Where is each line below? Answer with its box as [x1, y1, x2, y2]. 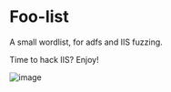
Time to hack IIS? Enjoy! [9, 54, 100, 65]
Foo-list [9, 6, 70, 27]
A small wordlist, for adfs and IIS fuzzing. [9, 36, 164, 47]
